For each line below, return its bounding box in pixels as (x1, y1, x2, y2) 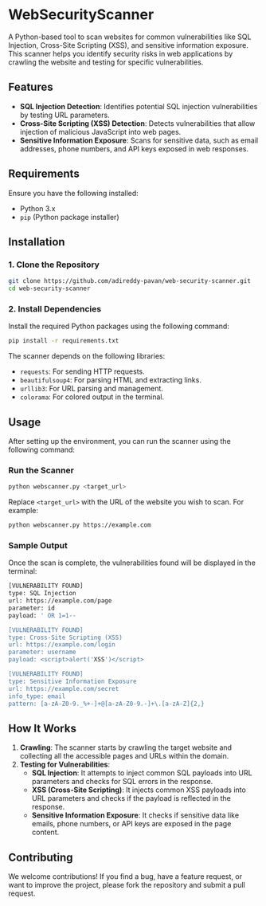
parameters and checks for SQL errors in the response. (31, 777, 213, 786)
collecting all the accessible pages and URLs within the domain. (19, 751, 229, 761)
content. (31, 827, 60, 837)
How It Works (8, 721, 77, 735)
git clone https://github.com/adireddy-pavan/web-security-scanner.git (8, 277, 251, 285)
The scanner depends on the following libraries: (8, 351, 166, 361)
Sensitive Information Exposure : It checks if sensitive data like (31, 810, 240, 820)
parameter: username (8, 648, 77, 657)
